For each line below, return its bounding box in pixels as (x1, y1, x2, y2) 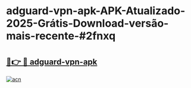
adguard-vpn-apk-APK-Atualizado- (6, 4, 186, 18)
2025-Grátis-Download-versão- (6, 17, 169, 30)
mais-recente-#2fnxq (6, 30, 116, 43)
